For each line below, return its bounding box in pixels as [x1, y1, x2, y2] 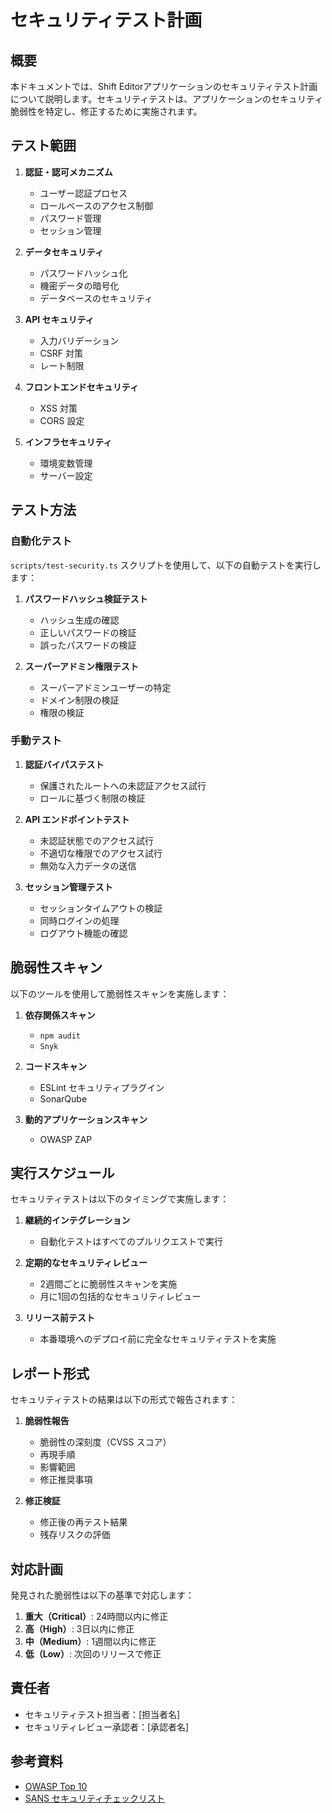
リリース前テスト [24, 1312, 96, 1324]
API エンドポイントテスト [24, 813, 130, 825]
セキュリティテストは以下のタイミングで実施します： [10, 1193, 230, 1205]
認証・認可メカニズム [24, 166, 113, 178]
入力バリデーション [39, 334, 120, 346]
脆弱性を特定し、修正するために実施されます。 [10, 106, 203, 117]
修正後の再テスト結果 [39, 1516, 128, 1528]
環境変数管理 [39, 457, 93, 469]
